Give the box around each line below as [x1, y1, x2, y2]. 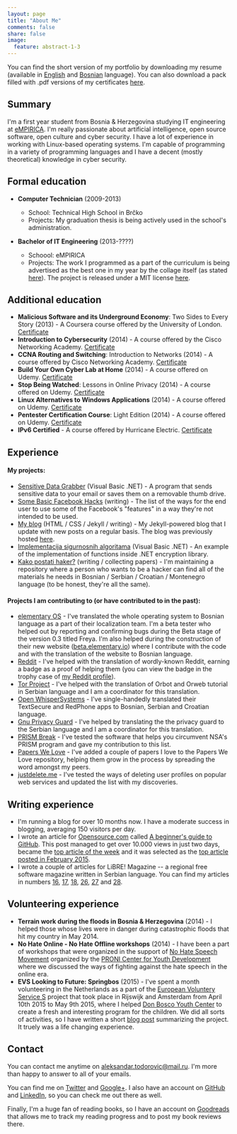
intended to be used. [17, 512, 79, 521]
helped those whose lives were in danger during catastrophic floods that [17, 924, 229, 933]
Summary [7, 99, 52, 111]
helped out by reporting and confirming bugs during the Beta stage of [17, 627, 221, 636]
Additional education [7, 294, 102, 306]
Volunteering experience [7, 898, 120, 910]
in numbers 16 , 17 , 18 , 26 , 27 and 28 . [17, 878, 123, 886]
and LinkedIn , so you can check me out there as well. [7, 1091, 163, 1099]
